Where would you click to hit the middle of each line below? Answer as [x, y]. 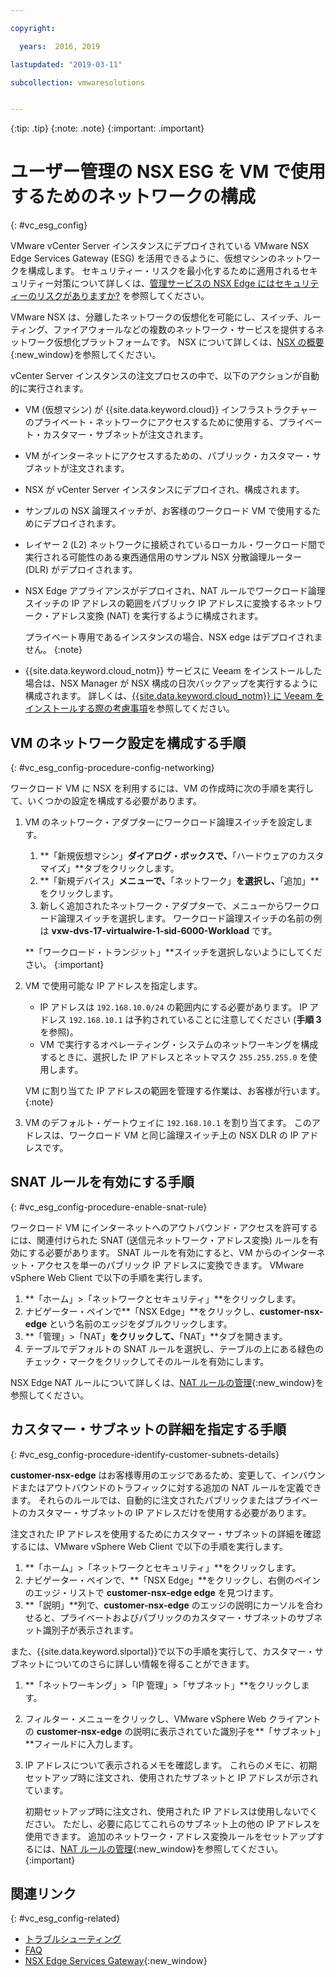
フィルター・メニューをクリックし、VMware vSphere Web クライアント [173, 1718]
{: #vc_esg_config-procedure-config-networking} [112, 767]
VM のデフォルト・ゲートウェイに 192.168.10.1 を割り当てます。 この [168, 1122]
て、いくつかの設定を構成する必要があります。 [106, 800]
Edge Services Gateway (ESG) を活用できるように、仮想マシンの [143, 258]
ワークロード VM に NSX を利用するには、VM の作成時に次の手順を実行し [162, 788]
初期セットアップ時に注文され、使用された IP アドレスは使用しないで [167, 1811]
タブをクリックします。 [131, 868]
